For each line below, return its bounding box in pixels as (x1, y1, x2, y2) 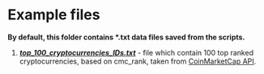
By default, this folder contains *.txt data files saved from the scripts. (7, 32, 245, 42)
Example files (7, 6, 100, 24)
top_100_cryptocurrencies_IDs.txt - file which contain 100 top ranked (19, 47, 254, 57)
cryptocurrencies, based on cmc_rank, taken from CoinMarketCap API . (19, 56, 257, 66)
